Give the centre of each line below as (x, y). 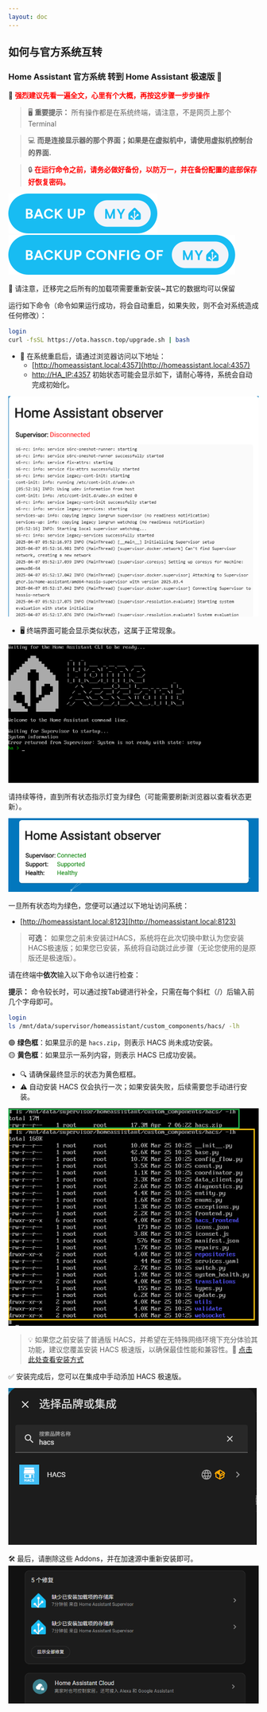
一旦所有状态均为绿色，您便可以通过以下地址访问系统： (99, 906)
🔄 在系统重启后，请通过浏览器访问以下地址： (93, 356)
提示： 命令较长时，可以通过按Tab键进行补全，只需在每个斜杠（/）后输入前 (132, 992)
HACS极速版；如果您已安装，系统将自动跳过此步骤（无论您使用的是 (138, 948)
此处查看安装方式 (56, 1359)
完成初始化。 (52, 385)
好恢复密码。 (48, 182)
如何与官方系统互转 (55, 52)
